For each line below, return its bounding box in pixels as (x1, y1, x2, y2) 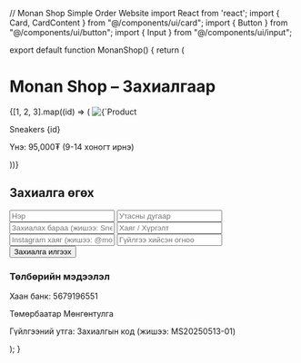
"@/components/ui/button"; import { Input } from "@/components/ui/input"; (9, 27, 293, 37)
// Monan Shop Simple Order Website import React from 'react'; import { (9, 8, 280, 18)
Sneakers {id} (9, 123, 61, 134)
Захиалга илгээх (14, 247, 72, 257)
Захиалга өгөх (9, 185, 95, 201)
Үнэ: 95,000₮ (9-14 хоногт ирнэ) (9, 141, 135, 152)
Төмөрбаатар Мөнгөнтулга (9, 309, 114, 319)
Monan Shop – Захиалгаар (9, 76, 216, 97)
